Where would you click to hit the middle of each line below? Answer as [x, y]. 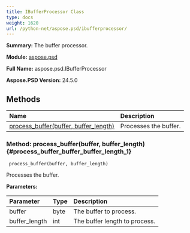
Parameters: [22, 187]
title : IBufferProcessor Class [45, 12]
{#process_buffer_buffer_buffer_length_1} [69, 152]
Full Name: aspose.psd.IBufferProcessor [56, 69]
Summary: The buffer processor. [47, 46]
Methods [23, 99]
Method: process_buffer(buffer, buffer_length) [76, 144]
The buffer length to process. [114, 221]
